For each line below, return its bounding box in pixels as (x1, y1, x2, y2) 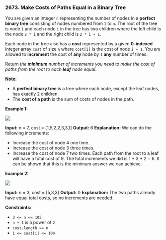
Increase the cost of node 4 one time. (12, 140, 89, 146)
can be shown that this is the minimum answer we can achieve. (12, 161, 142, 167)
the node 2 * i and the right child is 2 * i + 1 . (5, 31, 101, 37)
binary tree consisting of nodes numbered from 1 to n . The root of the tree (5, 20, 158, 26)
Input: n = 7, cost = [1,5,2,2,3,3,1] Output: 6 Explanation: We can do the (5, 125, 152, 131)
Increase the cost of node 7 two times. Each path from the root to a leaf (12, 150, 159, 156)
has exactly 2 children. (12, 91, 59, 97)
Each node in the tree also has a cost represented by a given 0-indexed (5, 41, 153, 47)
